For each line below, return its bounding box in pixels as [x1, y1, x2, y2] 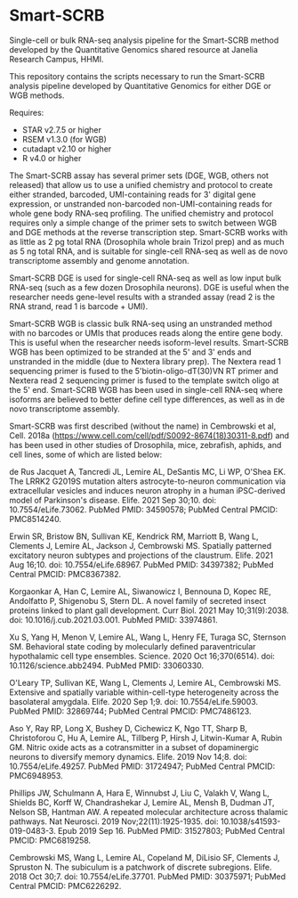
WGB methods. [9, 90, 65, 101]
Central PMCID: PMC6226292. [9, 880, 122, 891]
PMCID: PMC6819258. [9, 835, 92, 845]
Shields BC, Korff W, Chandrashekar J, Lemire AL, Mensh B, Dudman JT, [9, 796, 275, 807]
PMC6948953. [9, 770, 64, 780]
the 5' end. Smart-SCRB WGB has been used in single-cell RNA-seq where [9, 384, 283, 395]
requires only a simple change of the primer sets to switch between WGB [9, 217, 278, 228]
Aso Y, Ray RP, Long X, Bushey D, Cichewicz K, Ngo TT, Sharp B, [9, 722, 247, 733]
